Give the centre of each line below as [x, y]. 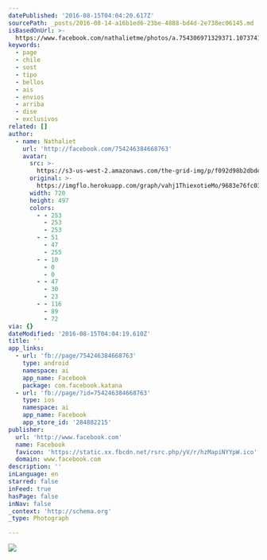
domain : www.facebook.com [58, 459]
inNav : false [30, 504]
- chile [28, 60]
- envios [30, 97]
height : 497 [49, 200]
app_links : [26, 348]
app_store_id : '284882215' [67, 422]
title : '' [25, 341]
